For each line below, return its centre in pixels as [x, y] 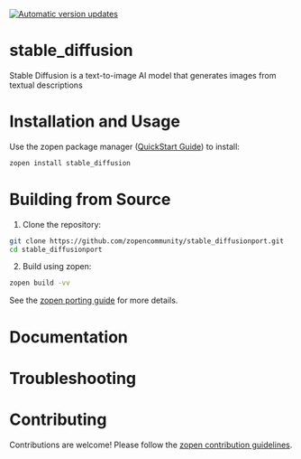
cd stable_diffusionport [56, 249]
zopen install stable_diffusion [70, 163]
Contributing [58, 419]
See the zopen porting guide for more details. [94, 300]
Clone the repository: [62, 224]
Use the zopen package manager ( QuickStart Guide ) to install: [125, 146]
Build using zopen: [57, 267]
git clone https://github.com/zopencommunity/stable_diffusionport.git [146, 241]
